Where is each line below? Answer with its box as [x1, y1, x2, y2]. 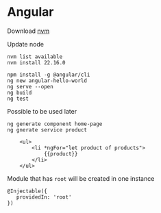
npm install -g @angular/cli [7, 71, 90, 78]
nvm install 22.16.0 [7, 59, 66, 66]
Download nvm [7, 27, 50, 35]
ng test [7, 95, 29, 102]
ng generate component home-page [7, 121, 103, 127]
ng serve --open [7, 83, 53, 90]
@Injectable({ [7, 188, 48, 195]
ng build [7, 89, 32, 96]
